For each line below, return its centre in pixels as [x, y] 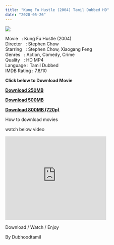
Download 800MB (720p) [32, 109]
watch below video [25, 129]
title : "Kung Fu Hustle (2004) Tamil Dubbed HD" [57, 10]
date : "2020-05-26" [26, 15]
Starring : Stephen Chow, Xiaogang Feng [49, 49]
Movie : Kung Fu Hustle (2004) [38, 38]
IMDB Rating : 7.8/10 [26, 71]
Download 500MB [24, 100]
